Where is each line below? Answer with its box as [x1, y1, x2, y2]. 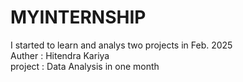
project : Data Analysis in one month [10, 60, 160, 72]
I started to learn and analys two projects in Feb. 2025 [10, 39, 233, 51]
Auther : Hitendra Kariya [10, 49, 110, 61]
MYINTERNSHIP [10, 6, 147, 29]
